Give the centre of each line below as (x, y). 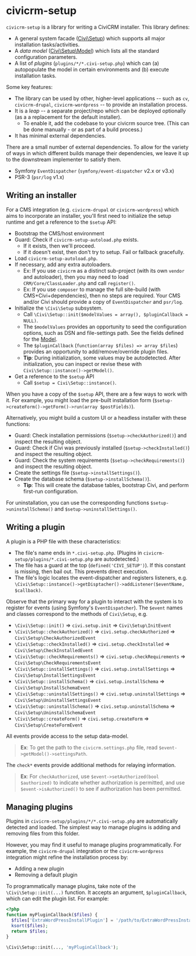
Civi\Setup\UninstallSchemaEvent (55, 712)
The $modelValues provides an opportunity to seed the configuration (105, 327)
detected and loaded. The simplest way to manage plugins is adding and (93, 827)
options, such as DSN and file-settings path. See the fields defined (103, 333)
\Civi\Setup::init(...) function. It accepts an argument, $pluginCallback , (97, 892)
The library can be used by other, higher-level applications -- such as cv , (102, 98)
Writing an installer (41, 195)
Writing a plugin (36, 527)
